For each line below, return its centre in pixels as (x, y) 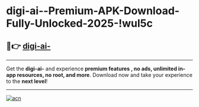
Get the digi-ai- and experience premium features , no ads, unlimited (92, 69)
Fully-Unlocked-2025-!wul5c (79, 23)
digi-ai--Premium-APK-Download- (93, 11)
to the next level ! (27, 81)
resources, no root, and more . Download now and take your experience (105, 75)
